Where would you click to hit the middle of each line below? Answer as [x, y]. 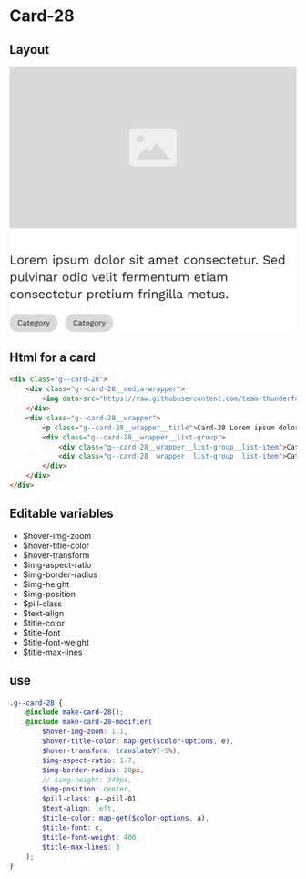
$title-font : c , [73, 827]
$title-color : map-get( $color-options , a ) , [126, 818]
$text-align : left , [79, 809]
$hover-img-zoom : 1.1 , [85, 732]
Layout [30, 50]
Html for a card [53, 357]
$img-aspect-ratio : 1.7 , [89, 760]
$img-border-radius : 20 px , [93, 770]
